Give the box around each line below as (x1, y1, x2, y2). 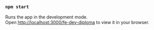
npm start (5, 4, 29, 9)
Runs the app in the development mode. (5, 14, 88, 20)
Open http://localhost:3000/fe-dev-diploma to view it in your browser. (5, 19, 149, 25)
